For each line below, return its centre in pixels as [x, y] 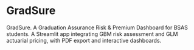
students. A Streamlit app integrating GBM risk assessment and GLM [92, 34]
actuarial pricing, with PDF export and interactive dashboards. [84, 40]
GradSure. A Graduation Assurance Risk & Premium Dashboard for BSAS [97, 27]
